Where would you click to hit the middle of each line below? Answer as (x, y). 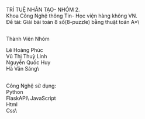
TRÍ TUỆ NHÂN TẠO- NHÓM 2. (43, 10)
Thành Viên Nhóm (28, 39)
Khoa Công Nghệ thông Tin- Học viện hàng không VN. (72, 16)
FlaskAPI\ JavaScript (31, 98)
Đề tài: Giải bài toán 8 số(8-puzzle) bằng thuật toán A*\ (73, 22)
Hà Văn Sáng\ (23, 69)
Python (15, 92)
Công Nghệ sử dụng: (31, 86)
